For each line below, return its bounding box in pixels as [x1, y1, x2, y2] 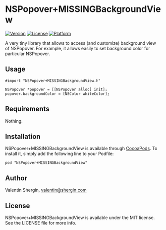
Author [5, 174, 27, 182]
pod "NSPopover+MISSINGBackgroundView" [5, 160, 88, 165]
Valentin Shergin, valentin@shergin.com [5, 187, 87, 193]
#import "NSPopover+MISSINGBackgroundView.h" [5, 78, 101, 83]
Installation [5, 132, 41, 141]
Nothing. [5, 118, 23, 124]
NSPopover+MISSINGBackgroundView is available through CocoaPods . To [5, 146, 158, 152]
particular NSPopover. [5, 51, 51, 57]
